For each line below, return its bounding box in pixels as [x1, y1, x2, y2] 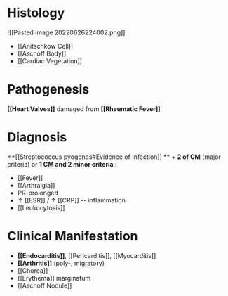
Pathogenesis [7, 82, 90, 98]
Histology [7, 5, 65, 21]
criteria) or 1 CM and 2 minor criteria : [7, 160, 117, 168]
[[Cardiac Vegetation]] [17, 56, 83, 65]
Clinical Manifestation [7, 229, 138, 244]
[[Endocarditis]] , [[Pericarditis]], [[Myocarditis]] [17, 251, 156, 259]
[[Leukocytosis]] [17, 203, 65, 212]
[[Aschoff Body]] [17, 49, 67, 58]
